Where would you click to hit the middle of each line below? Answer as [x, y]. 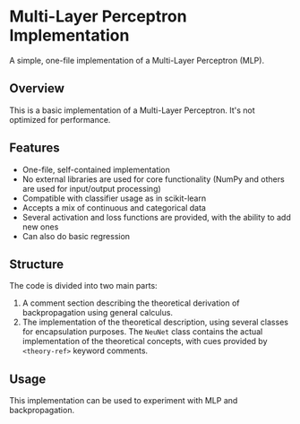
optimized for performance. [60, 119]
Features [34, 148]
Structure [37, 264]
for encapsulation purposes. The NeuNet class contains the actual [142, 332]
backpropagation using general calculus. [97, 313]
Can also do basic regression [76, 236]
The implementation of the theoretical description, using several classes [155, 322]
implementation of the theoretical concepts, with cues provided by [145, 342]
